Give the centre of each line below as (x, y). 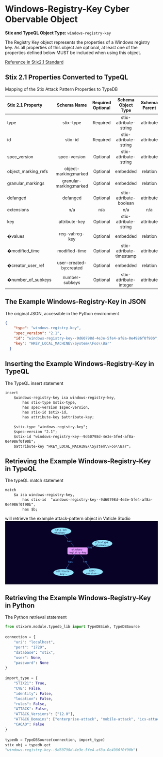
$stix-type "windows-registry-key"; (51, 427)
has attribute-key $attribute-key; (58, 417)
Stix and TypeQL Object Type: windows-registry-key (58, 33)
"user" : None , (28, 658)
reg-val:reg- (72, 234)
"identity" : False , (33, 693)
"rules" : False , (30, 704)
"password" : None (31, 663)
